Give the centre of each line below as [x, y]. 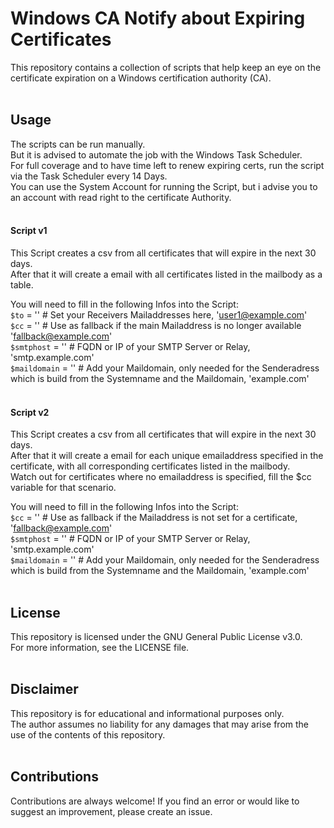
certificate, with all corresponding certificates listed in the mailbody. [150, 466]
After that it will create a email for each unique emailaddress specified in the [167, 456]
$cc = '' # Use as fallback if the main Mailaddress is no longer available [156, 325]
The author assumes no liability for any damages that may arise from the [160, 724]
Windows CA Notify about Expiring [158, 18]
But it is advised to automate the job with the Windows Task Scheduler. [156, 154]
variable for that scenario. [63, 488]
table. [22, 284]
